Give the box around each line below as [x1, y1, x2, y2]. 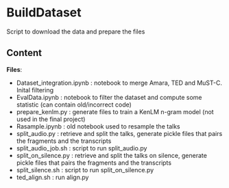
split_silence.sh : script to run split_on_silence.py [16, 165, 154, 174]
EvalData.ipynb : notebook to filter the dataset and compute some [16, 93, 202, 101]
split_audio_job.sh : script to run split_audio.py [16, 144, 147, 152]
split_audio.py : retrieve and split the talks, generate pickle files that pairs [16, 129, 223, 137]
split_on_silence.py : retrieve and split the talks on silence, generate [16, 151, 207, 159]
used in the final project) [16, 115, 86, 123]
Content [6, 47, 43, 59]
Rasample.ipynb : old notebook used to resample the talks [16, 122, 180, 131]
